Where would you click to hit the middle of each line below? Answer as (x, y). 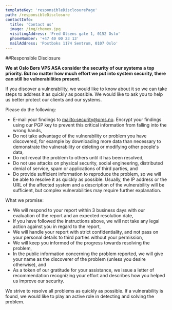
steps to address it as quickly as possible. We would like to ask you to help (84, 94)
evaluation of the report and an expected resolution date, (73, 215)
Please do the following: (31, 109)
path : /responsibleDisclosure (38, 15)
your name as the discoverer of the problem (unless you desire (79, 259)
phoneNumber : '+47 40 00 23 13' (45, 39)
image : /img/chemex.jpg (35, 29)
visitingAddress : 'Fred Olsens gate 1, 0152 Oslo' (65, 34)
